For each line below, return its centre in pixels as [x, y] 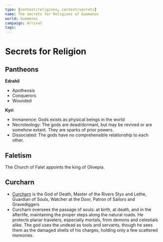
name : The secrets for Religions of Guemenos [52, 14]
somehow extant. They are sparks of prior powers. [63, 130]
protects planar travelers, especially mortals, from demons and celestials [85, 220]
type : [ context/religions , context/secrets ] [51, 9]
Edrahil [12, 81]
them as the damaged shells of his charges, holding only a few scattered [85, 230]
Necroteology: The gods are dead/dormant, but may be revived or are [82, 125]
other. [18, 140]
